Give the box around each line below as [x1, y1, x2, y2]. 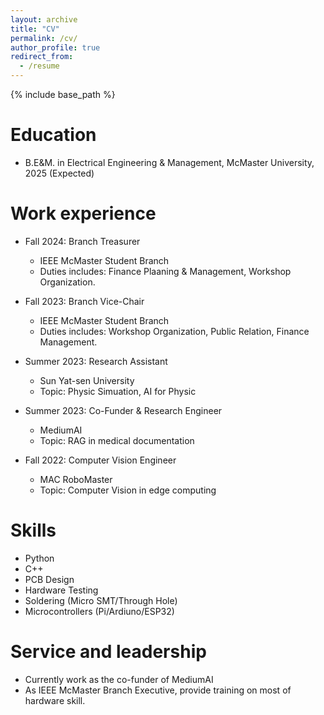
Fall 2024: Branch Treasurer [24, 235, 141, 247]
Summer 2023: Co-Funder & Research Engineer [24, 404, 223, 416]
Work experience [10, 202, 157, 225]
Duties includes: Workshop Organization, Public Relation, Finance [39, 325, 310, 337]
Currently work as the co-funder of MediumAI [24, 673, 214, 685]
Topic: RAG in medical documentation [39, 434, 195, 446]
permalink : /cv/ [10, 33, 78, 43]
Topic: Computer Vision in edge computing [39, 484, 217, 496]
